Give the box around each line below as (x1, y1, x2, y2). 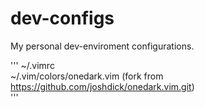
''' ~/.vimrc (10, 59, 55, 71)
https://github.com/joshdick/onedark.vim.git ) (10, 80, 195, 92)
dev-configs (10, 7, 115, 30)
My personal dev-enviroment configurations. (10, 40, 195, 52)
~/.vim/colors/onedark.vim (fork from (10, 70, 164, 82)
